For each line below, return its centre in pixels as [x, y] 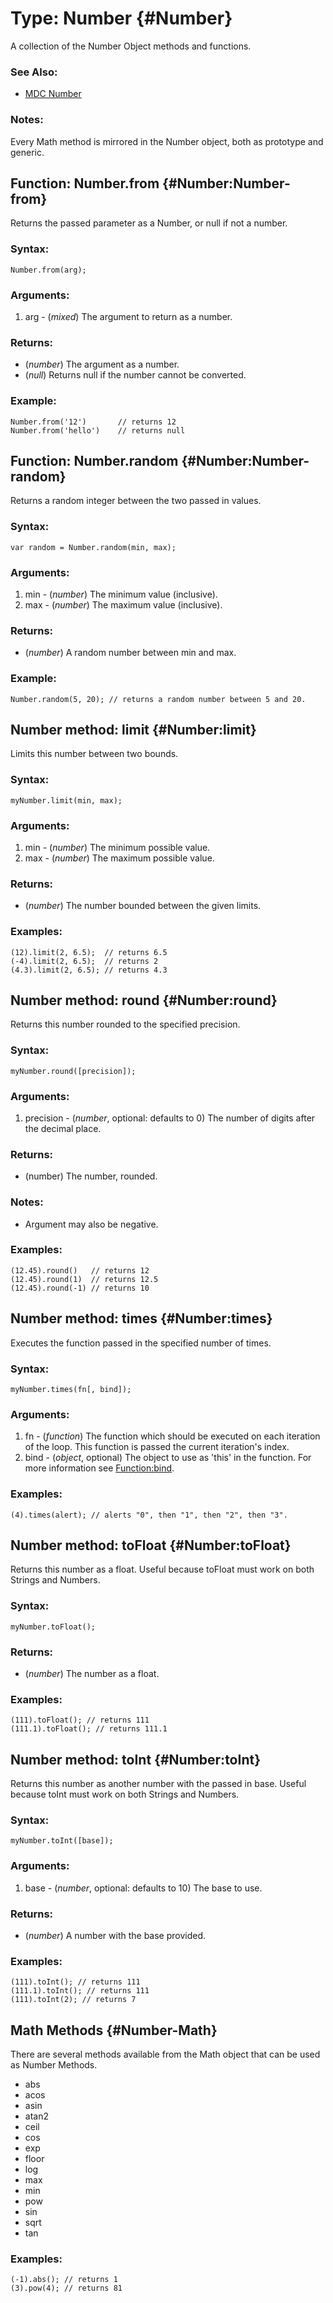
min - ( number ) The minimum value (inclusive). [121, 594]
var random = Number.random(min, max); [93, 547]
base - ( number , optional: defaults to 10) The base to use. [143, 1888]
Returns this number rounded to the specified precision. [125, 1024]
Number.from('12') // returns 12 [93, 422]
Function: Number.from [85, 183]
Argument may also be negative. [91, 1224]
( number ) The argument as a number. [102, 364]
